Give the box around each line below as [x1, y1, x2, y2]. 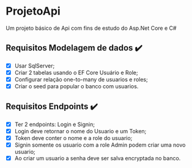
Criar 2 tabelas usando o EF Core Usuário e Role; [14, 69, 138, 76]
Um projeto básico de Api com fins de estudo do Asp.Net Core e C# [6, 24, 177, 32]
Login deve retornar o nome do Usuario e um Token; [14, 127, 147, 135]
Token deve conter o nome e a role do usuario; [14, 134, 133, 141]
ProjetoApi [6, 4, 61, 18]
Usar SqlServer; [14, 62, 55, 69]
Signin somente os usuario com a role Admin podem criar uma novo [14, 141, 186, 149]
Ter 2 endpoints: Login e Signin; [14, 121, 95, 128]
